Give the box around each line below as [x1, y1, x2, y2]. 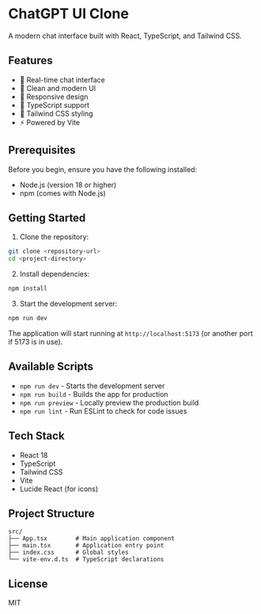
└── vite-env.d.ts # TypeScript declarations [8, 555, 165, 563]
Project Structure [8, 506, 95, 520]
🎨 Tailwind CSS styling [19, 109, 93, 118]
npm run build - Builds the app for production [19, 389, 168, 399]
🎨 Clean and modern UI [19, 83, 96, 93]
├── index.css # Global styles [8, 548, 129, 557]
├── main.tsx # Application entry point [8, 542, 165, 550]
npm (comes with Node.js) [19, 188, 107, 198]
